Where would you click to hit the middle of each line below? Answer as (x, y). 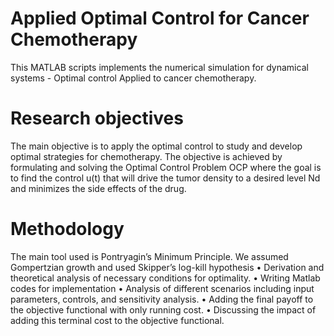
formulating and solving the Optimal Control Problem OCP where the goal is (166, 167)
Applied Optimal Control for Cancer (160, 18)
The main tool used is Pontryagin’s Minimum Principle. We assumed (149, 256)
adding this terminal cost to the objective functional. (117, 320)
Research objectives (97, 118)
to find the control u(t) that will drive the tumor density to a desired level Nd (165, 178)
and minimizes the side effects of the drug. (98, 188)
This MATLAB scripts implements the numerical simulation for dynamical (159, 67)
